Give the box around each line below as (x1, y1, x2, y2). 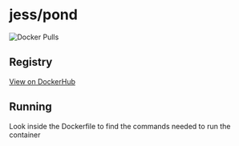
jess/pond (9, 6, 79, 24)
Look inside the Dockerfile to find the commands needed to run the (9, 121, 231, 131)
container (9, 130, 41, 140)
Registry (9, 55, 53, 69)
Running (9, 100, 53, 114)
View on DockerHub (9, 76, 75, 86)
